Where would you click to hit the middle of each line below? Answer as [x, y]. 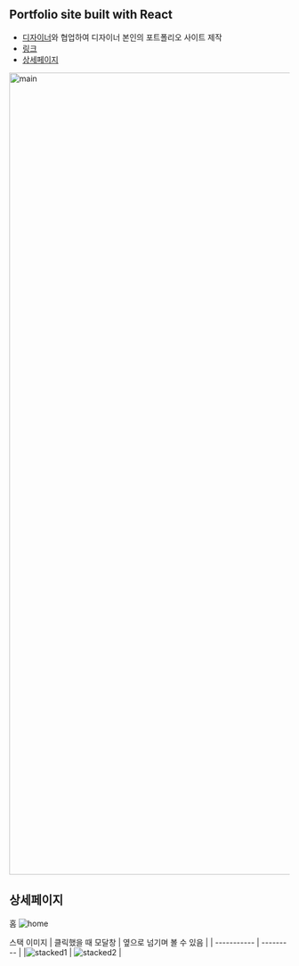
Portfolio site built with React [91, 15]
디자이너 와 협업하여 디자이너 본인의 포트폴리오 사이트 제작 [122, 37]
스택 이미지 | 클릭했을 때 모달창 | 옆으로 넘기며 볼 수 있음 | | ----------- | [134, 942]
